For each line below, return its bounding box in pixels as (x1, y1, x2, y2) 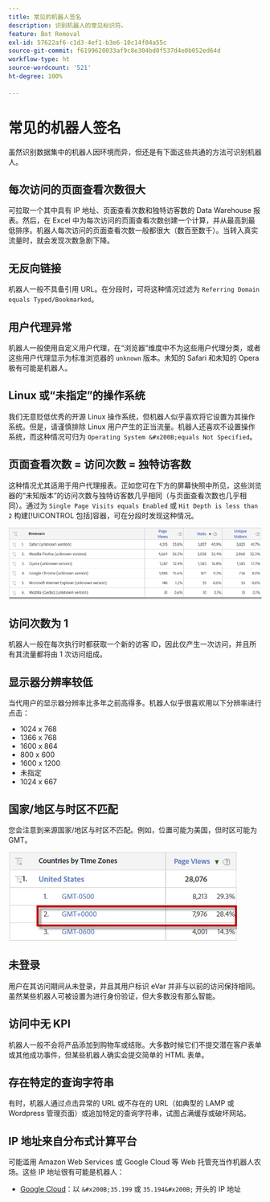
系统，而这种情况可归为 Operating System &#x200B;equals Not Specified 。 (8, 431, 257, 441)
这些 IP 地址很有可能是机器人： (22, 1167, 125, 1177)
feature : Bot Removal (8, 30, 81, 38)
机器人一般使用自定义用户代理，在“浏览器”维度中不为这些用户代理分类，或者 (8, 343, 261, 353)
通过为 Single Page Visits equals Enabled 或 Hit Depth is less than (25, 501, 259, 510)
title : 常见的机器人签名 (8, 13, 82, 21)
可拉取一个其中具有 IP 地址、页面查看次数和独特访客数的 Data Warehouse (8, 206, 252, 215)
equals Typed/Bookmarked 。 (8, 294, 99, 305)
